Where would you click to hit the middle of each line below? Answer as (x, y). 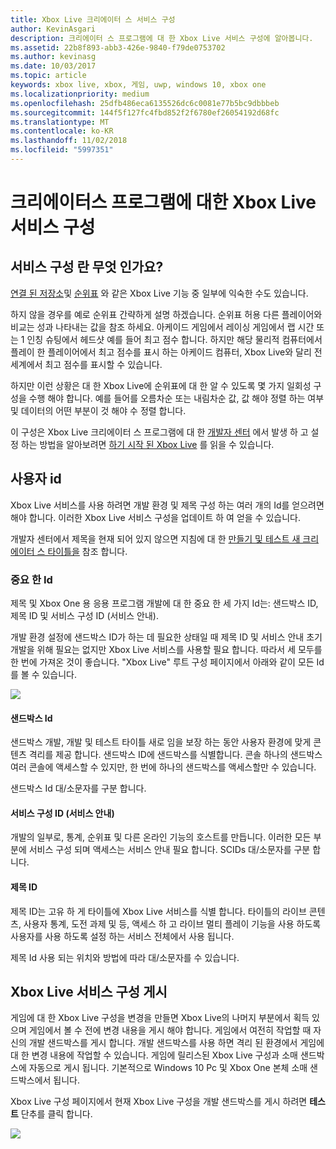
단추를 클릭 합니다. (56, 1114)
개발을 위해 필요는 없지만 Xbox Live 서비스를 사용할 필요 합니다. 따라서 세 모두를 (166, 649)
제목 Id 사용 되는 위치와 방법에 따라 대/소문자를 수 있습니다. (125, 957)
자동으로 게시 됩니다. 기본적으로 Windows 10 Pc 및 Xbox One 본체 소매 (168, 1068)
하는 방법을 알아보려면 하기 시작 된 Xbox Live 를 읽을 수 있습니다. (147, 444)
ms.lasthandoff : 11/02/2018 (69, 141)
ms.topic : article (48, 76)
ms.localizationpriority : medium (80, 94)
